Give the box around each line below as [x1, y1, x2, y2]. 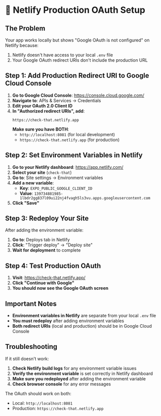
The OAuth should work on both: [5, 390, 72, 396]
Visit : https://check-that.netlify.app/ [12, 275, 85, 281]
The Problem [5, 24, 45, 33]
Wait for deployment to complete [12, 247, 81, 253]
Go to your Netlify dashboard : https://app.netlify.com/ [12, 164, 123, 170]
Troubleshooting [5, 342, 58, 351]
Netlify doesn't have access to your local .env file [12, 52, 113, 58]
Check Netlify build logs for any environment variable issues [12, 365, 137, 371]
